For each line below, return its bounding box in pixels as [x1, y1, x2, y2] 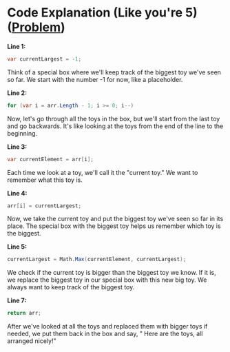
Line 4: [7, 189, 28, 197]
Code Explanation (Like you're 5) [7, 5, 198, 21]
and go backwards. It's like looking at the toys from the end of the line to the [7, 122, 224, 130]
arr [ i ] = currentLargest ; [7, 202, 81, 209]
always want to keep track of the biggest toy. [7, 283, 135, 291]
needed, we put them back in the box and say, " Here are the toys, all [7, 329, 203, 338]
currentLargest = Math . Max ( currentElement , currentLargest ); [7, 256, 187, 263]
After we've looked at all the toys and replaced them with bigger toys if [7, 322, 208, 331]
